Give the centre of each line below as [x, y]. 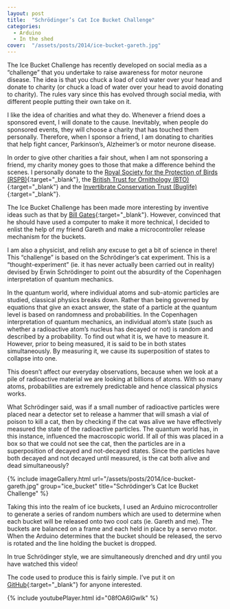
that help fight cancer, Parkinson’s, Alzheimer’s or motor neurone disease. [112, 144]
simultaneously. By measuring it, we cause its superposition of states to [108, 351]
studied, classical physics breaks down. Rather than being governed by [108, 300]
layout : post [26, 13]
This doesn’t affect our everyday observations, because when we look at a [113, 372]
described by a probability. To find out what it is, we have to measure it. [108, 336]
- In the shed [33, 39]
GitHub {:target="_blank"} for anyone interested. [75, 585]
